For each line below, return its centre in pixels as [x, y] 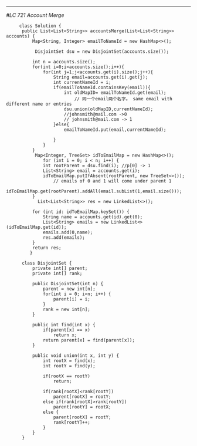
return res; [47, 248]
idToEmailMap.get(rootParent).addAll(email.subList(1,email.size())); [94, 191]
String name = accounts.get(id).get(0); [93, 217]
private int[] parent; [60, 268]
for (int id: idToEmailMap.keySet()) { [81, 212]
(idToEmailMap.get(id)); [36, 227]
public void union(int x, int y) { [75, 356]
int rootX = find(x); [69, 361]
